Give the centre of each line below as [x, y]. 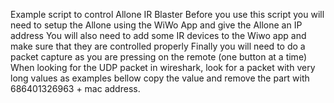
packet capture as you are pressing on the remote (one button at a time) [158, 57]
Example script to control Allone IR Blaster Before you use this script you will [167, 14]
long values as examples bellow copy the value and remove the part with [160, 78]
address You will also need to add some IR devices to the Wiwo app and [158, 35]
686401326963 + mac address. [75, 88]
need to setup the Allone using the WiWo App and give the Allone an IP [156, 25]
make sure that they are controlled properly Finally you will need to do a [158, 46]
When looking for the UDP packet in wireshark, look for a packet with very [163, 67]
